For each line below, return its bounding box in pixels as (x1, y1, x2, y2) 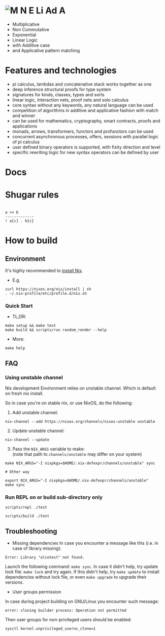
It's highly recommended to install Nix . (5, 268, 83, 274)
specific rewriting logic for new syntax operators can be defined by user (12, 149, 159, 155)
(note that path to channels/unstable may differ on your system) (12, 451, 142, 457)
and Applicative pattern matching (12, 47, 80, 53)
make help (5, 346, 26, 351)
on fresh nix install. (5, 390, 44, 396)
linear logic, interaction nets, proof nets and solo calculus (12, 97, 129, 103)
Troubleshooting (5, 527, 58, 535)
